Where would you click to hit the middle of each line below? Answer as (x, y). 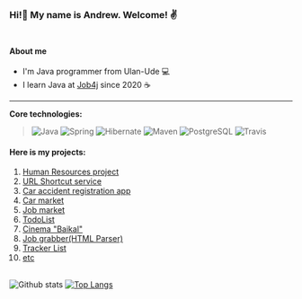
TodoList (39, 220)
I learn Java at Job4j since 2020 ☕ (86, 85)
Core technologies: (46, 114)
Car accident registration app (76, 191)
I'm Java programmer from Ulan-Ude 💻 (96, 72)
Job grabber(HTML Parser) (73, 239)
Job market (44, 210)
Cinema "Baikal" (53, 229)
